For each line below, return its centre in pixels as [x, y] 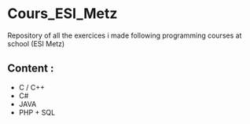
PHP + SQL [37, 112]
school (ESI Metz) [36, 43]
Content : [31, 69]
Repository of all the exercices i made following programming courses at [125, 35]
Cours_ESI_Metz [63, 14]
